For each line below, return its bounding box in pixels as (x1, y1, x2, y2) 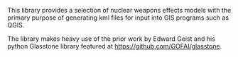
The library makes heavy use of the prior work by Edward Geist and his (7, 34, 215, 43)
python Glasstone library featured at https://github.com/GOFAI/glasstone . (7, 42, 222, 50)
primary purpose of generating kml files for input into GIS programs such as (7, 13, 229, 22)
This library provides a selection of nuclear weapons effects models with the (7, 6, 232, 14)
